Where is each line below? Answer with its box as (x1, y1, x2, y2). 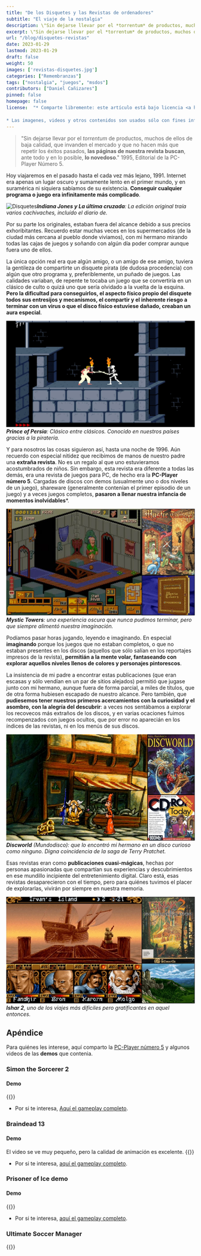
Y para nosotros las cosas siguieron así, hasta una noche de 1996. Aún (6, 446, 181, 453)
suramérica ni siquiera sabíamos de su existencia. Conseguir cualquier (6, 184, 182, 192)
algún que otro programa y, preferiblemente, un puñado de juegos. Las (6, 270, 181, 277)
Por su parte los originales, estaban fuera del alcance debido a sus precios (6, 220, 191, 228)
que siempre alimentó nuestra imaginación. (6, 622, 114, 630)
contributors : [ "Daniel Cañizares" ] (6, 86, 98, 92)
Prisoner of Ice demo (6, 1174, 68, 1183)
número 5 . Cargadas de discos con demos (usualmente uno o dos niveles (6, 478, 188, 485)
